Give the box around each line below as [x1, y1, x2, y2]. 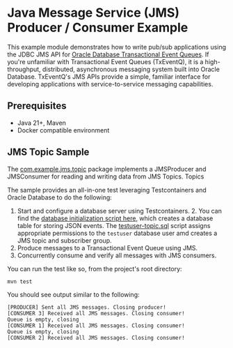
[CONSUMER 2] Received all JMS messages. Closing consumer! [7, 335, 186, 342]
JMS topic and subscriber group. [17, 236, 113, 245]
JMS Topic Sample [7, 146, 90, 158]
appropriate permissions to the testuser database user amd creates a [17, 229, 218, 237]
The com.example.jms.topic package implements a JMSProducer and [7, 165, 207, 173]
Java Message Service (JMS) [7, 5, 179, 21]
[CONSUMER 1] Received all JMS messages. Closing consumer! [7, 322, 186, 329]
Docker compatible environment [17, 126, 110, 134]
